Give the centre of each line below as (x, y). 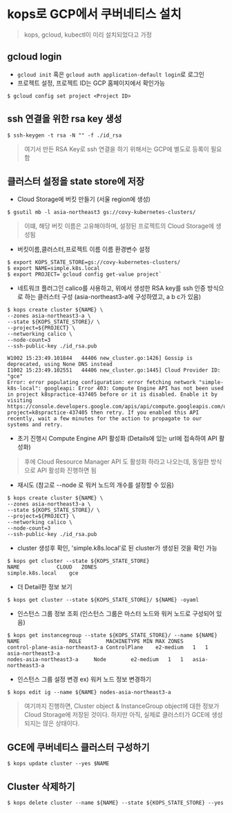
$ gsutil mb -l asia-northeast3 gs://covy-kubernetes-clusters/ (101, 212)
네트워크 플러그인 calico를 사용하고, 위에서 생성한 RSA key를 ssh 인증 (111, 288)
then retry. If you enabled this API (145, 413)
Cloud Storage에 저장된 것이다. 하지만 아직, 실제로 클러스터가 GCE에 (117, 715)
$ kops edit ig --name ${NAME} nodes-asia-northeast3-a (89, 692)
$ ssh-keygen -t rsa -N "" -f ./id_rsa (65, 135)
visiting (20, 401)
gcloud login (35, 57)
